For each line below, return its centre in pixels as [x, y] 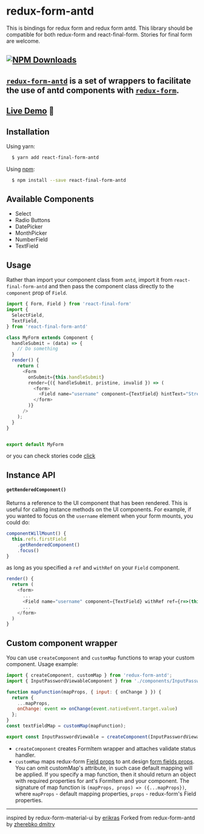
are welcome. [23, 41]
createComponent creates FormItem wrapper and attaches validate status [105, 748]
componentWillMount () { [36, 533]
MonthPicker [31, 233]
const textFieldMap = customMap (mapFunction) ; [66, 726]
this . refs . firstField [39, 539]
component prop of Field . [37, 293]
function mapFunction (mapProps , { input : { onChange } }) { [84, 692]
